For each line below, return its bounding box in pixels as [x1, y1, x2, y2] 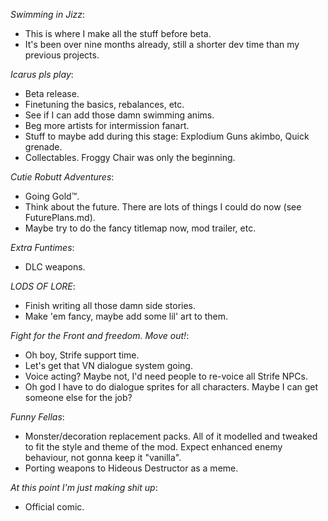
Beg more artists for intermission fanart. [24, 120, 190, 131]
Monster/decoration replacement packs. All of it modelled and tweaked [24, 430, 318, 442]
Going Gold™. [24, 190, 80, 202]
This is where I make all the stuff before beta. [24, 28, 212, 39]
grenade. [24, 141, 63, 153]
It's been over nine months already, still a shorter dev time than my [24, 39, 300, 50]
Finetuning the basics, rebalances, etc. [24, 99, 185, 110]
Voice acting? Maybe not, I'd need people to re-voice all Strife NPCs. [24, 370, 308, 382]
